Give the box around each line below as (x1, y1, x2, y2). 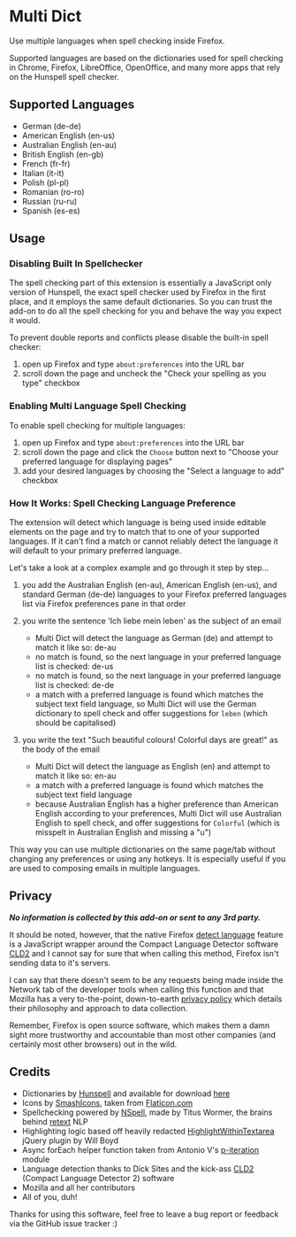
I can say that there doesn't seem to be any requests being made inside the (9, 974, 284, 985)
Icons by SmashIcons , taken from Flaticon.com (21, 1097, 194, 1108)
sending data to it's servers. (9, 957, 111, 968)
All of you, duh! (21, 1191, 78, 1202)
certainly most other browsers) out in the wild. (9, 1039, 178, 1049)
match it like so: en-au (34, 770, 117, 781)
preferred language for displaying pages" (21, 456, 173, 467)
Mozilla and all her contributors (21, 1182, 135, 1193)
